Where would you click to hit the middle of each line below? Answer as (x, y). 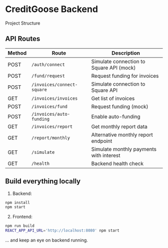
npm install (17, 202)
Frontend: (22, 217)
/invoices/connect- (55, 84)
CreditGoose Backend (52, 9)
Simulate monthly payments (124, 149)
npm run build (20, 226)
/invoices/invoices (55, 98)
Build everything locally (43, 181)
